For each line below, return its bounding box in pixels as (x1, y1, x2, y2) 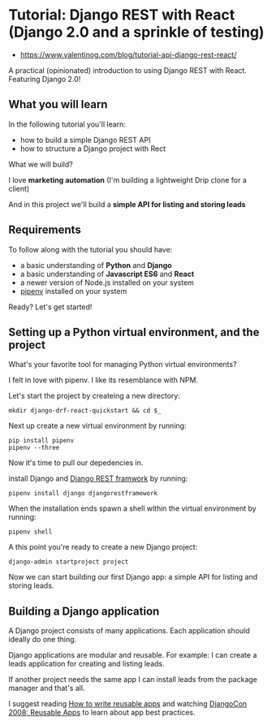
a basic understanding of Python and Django (19, 260, 172, 270)
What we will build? (8, 159, 73, 169)
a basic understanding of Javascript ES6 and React (19, 269, 195, 278)
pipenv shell (8, 528, 53, 537)
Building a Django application (8, 604, 160, 618)
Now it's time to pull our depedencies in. (8, 458, 144, 468)
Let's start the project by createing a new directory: (8, 391, 180, 401)
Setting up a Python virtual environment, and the (8, 325, 260, 339)
